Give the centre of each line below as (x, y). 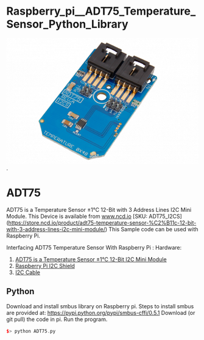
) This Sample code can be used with (152, 229)
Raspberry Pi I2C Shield (45, 266)
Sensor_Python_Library (68, 24)
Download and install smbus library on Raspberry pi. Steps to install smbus (100, 306)
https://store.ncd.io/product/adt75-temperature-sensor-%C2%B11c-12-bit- (102, 222)
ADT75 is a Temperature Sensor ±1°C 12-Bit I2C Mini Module (91, 259)
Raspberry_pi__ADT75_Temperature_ (101, 11)
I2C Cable (28, 272)
